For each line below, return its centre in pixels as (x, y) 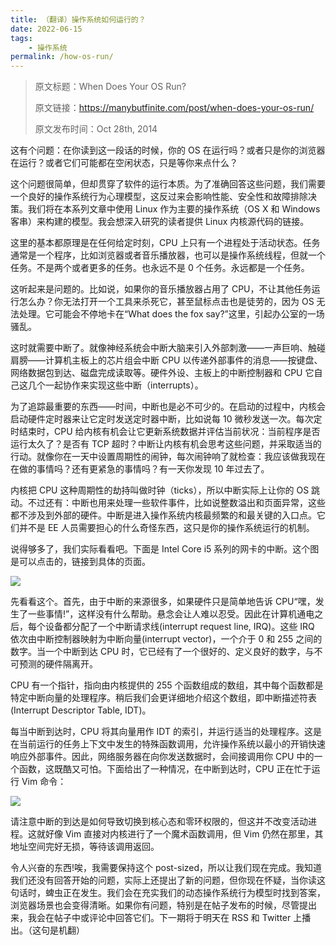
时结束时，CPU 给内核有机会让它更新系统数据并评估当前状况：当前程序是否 (165, 432)
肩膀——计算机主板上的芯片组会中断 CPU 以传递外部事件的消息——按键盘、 (166, 360)
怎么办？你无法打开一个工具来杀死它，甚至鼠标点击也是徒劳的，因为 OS (166, 302)
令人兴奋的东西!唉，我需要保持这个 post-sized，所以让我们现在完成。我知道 (166, 868)
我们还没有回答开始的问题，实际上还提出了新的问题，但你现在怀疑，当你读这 (168, 880)
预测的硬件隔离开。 (58, 664)
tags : (21, 38)
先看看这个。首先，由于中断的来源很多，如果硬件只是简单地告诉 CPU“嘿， (163, 602)
